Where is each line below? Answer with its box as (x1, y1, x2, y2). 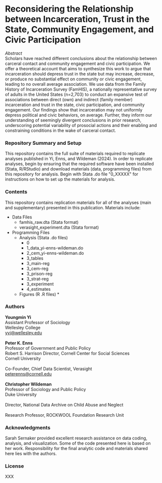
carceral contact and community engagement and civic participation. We (5, 61, 150, 66)
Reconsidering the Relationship (5, 3, 134, 15)
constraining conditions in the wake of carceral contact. (5, 127, 116, 133)
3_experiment (26, 281, 54, 287)
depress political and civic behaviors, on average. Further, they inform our (5, 112, 152, 118)
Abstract (5, 50, 23, 56)
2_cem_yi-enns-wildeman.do (26, 250, 84, 256)
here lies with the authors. (5, 451, 57, 456)
